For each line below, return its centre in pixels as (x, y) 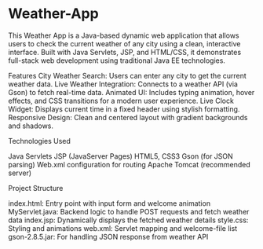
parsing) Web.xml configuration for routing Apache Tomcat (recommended (129, 164)
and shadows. (31, 126)
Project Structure (36, 188)
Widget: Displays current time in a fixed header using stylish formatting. (124, 109)
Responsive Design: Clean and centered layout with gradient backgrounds (128, 117)
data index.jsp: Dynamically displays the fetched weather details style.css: (128, 220)
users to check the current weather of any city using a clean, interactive (124, 43)
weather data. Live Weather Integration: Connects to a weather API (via (123, 84)
